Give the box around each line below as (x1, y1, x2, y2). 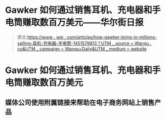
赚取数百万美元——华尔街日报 (22, 17, 144, 28)
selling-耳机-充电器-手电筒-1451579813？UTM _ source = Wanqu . (17, 40, 152, 46)
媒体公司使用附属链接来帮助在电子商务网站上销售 (5, 98, 155, 107)
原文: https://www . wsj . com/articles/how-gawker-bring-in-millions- (17, 34, 157, 40)
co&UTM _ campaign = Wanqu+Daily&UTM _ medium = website (17, 45, 147, 52)
